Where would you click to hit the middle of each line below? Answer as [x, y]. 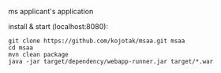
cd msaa [21, 48]
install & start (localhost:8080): [58, 26]
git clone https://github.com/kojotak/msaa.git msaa [97, 41]
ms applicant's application [51, 11]
